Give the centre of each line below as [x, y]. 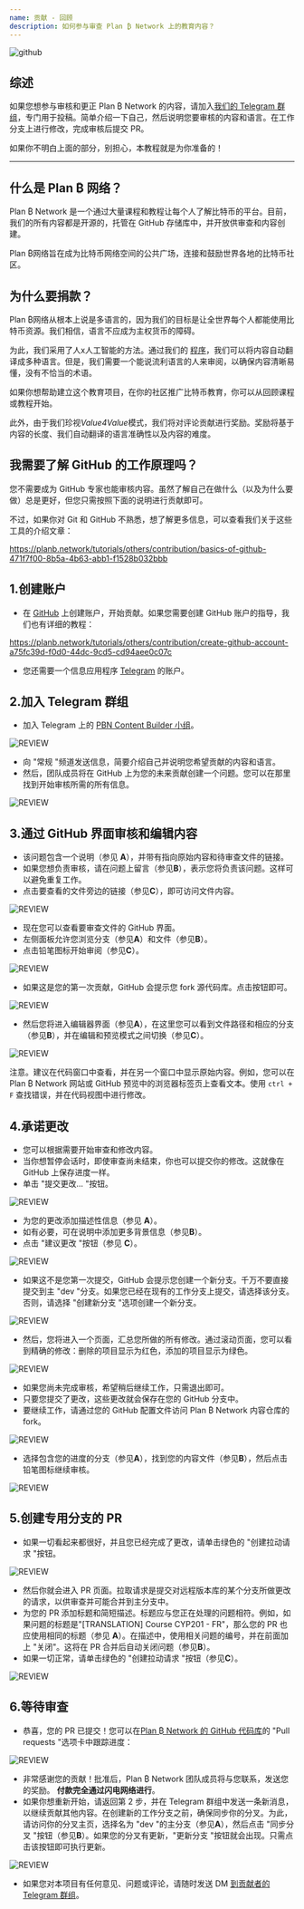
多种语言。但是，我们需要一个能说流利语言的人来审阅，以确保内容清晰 [156, 361]
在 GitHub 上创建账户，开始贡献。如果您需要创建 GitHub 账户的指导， [152, 612]
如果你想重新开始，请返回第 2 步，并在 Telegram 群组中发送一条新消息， [158, 1801]
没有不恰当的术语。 [61, 372]
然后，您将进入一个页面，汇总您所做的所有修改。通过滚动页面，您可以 [153, 1339]
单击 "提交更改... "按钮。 [67, 1184]
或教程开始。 [33, 403]
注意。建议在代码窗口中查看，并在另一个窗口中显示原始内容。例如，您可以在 [152, 1072]
